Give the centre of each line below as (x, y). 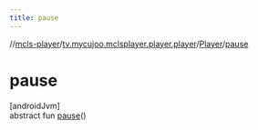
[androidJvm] (35, 105)
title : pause (34, 18)
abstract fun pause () (48, 115)
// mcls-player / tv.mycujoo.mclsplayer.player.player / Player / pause (129, 44)
